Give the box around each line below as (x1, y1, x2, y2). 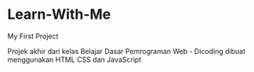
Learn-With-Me (7, 5, 111, 23)
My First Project (7, 31, 59, 41)
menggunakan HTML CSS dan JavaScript (7, 55, 142, 64)
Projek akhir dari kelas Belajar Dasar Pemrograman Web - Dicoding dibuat (7, 46, 246, 56)
